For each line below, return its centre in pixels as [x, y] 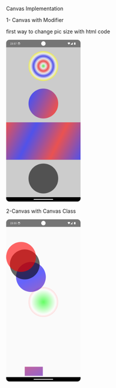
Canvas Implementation [35, 9]
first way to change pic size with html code [58, 31]
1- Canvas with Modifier [35, 20]
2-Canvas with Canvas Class [41, 211]
